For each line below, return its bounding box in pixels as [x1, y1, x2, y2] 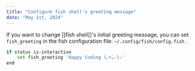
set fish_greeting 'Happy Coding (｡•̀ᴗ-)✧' [17, 55, 125, 61]
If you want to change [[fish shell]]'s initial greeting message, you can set [6, 31, 189, 38]
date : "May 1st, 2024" [6, 14, 63, 20]
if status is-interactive [6, 49, 71, 55]
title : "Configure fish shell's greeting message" [6, 8, 136, 15]
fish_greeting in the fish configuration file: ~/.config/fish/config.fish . [6, 37, 188, 45]
